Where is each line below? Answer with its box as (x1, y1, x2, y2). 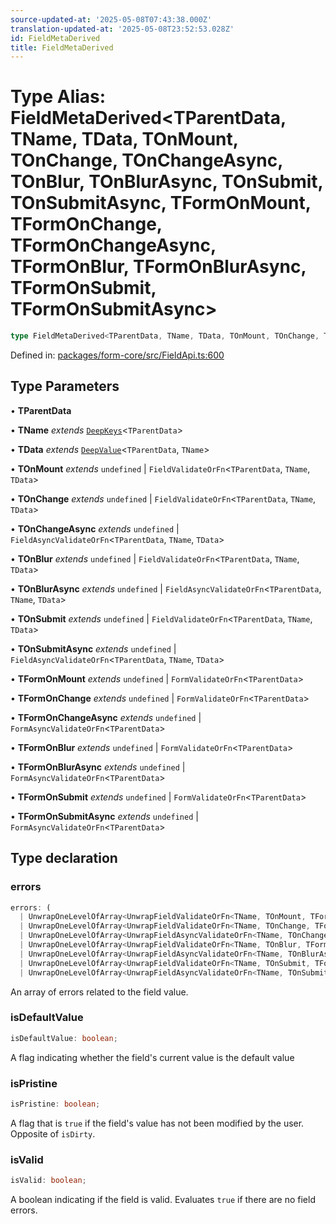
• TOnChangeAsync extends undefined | (10, 522, 180, 535)
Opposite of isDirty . (10, 1127, 96, 1140)
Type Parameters (10, 378, 120, 395)
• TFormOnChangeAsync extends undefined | (10, 711, 202, 723)
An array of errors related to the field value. (10, 986, 189, 998)
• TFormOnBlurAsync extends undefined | (10, 761, 186, 773)
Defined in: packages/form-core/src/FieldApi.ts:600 (10, 349, 225, 361)
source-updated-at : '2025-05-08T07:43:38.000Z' (10, 14, 213, 25)
